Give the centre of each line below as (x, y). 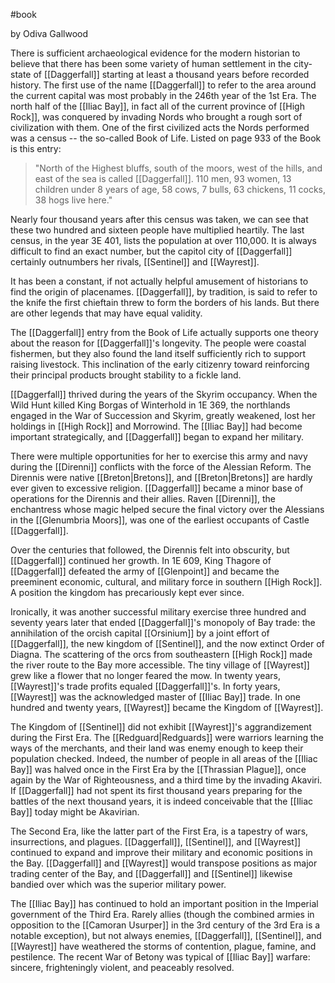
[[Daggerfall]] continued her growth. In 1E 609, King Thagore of (141, 560)
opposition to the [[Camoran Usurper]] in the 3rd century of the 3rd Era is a (165, 925)
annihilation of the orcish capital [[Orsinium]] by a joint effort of (140, 633)
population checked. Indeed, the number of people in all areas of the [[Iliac (164, 758)
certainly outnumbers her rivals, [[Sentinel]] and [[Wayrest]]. (135, 262)
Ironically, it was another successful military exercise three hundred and (158, 612)
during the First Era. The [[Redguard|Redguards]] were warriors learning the (167, 737)
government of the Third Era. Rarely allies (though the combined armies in (162, 914)
